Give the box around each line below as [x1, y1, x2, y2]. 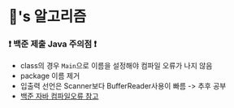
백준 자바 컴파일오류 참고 [19, 91, 99, 102]
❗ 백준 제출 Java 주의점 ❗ [8, 38, 97, 50]
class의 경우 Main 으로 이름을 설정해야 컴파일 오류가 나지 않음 [19, 61, 213, 71]
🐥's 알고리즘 [8, 7, 87, 26]
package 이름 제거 [19, 71, 80, 81]
